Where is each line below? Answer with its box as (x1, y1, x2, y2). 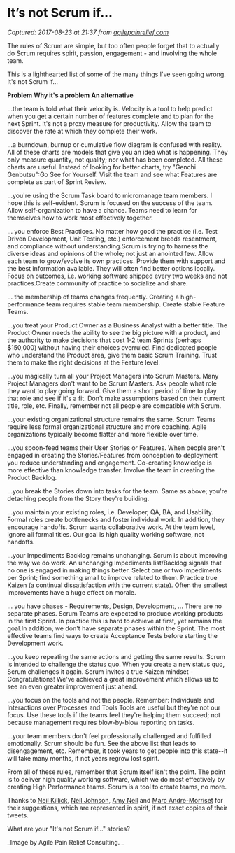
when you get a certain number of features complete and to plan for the (7, 112, 214, 120)
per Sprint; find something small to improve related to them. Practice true (7, 573, 218, 581)
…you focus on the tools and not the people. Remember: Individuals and (7, 696, 215, 704)
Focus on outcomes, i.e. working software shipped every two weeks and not (7, 272, 227, 280)
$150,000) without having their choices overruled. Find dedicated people (7, 343, 218, 351)
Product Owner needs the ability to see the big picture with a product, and (7, 328, 221, 337)
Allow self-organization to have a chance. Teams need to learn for (7, 206, 197, 214)
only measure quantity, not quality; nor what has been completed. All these (7, 155, 224, 164)
